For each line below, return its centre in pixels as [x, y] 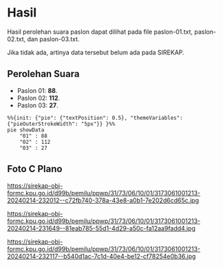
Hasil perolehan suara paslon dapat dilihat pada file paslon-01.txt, [100, 32]
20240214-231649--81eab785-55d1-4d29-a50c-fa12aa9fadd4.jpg [102, 228]
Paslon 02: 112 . [39, 98]
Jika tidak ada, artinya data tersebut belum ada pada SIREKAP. [96, 52]
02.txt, [17, 39]
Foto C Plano [35, 169]
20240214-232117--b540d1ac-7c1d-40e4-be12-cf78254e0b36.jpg [102, 256]
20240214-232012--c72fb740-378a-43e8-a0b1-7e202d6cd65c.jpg [103, 200]
